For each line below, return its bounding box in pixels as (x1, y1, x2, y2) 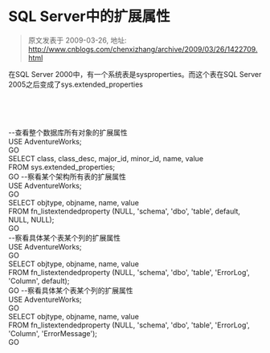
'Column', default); (8, 276, 70, 286)
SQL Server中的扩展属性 (8, 7, 170, 26)
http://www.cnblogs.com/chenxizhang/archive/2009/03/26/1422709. (27, 44, 258, 54)
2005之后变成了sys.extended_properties (8, 79, 143, 89)
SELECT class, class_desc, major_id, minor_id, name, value (8, 153, 203, 163)
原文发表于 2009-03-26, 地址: (27, 35, 127, 45)
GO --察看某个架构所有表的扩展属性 (8, 172, 126, 181)
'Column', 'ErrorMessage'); (8, 328, 98, 338)
